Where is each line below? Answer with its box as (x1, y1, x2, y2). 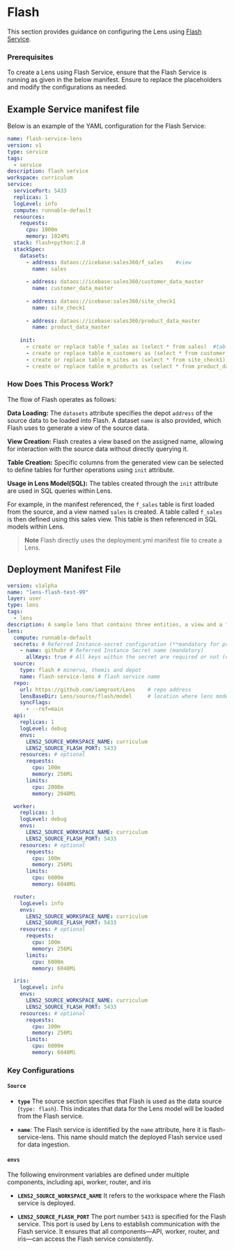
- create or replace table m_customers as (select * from (25, 350, 198, 357)
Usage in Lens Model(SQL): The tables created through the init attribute (7, 479, 219, 487)
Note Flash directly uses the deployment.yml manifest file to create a (24, 536, 223, 544)
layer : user (7, 595, 42, 602)
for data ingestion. (17, 1140, 70, 1149)
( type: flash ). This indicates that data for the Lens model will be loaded (17, 1105, 224, 1113)
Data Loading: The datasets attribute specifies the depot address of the (7, 408, 213, 417)
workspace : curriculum (7, 174, 73, 182)
